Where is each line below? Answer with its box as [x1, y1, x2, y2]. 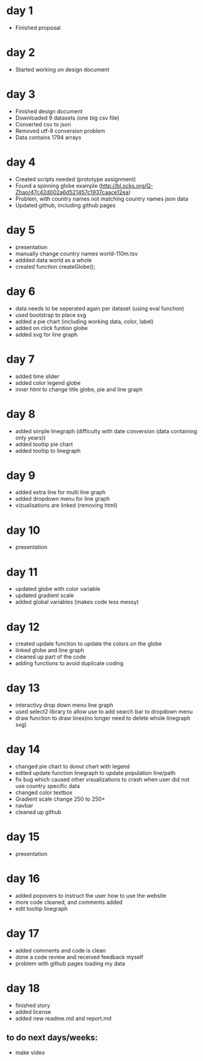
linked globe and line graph [15, 647, 85, 654]
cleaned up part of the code [15, 653, 86, 660]
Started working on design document [15, 66, 110, 73]
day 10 [6, 523, 40, 537]
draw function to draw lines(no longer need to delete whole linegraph [15, 714, 191, 722]
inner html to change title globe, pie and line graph [15, 385, 143, 393]
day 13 [6, 681, 40, 695]
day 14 [6, 743, 40, 757]
